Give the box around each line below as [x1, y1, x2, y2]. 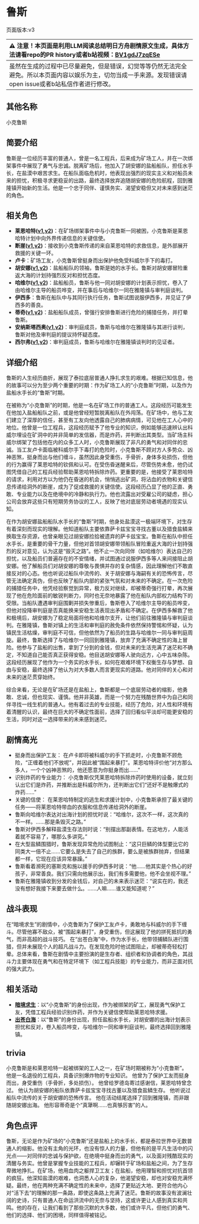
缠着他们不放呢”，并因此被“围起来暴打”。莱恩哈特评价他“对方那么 [32, 759, 192, 766]
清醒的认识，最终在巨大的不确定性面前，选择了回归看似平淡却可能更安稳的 [11, 709, 193, 716]
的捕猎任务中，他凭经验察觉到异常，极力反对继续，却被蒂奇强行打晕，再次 [6, 585, 188, 592]
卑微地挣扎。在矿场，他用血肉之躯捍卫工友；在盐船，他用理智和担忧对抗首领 [6, 1167, 193, 1174]
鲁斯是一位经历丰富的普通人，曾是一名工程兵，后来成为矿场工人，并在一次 [6, 155, 188, 162]
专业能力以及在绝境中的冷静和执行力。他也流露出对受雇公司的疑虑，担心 [16, 491, 193, 498]
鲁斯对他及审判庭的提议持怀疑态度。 [14, 331, 104, 338]
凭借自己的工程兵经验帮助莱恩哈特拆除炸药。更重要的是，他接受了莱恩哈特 [11, 469, 193, 476]
